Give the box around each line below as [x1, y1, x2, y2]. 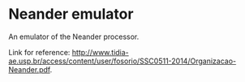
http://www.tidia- [71, 47, 130, 57]
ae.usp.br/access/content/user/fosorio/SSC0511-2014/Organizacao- [8, 56, 237, 66]
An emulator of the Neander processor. [8, 32, 140, 41]
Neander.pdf [8, 64, 50, 74]
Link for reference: [8, 47, 71, 57]
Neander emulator [8, 5, 134, 24]
